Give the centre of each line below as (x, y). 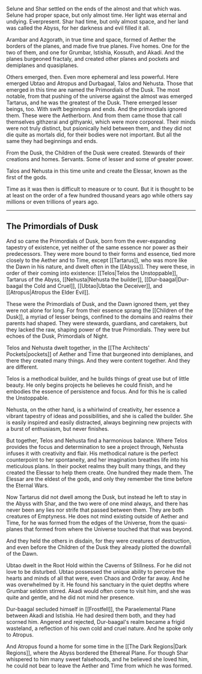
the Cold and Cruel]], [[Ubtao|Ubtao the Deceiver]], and (93, 285)
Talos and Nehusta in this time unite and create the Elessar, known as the (97, 171)
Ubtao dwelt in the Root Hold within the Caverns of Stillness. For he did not (99, 565)
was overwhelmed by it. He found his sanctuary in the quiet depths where (98, 584)
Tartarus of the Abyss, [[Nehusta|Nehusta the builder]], (75, 279)
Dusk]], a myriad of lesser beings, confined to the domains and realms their (100, 317)
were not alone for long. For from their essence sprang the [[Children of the (100, 310)
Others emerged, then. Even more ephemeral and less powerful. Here (92, 77)
